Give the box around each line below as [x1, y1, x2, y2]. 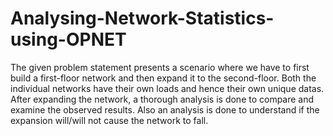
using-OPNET [10, 28, 127, 51]
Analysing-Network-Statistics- [10, 7, 275, 30]
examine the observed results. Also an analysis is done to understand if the [10, 103, 320, 116]
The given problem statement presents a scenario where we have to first [10, 61, 310, 73]
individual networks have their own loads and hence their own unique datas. [10, 82, 325, 94]
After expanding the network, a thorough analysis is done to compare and [10, 93, 315, 105]
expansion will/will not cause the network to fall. [10, 114, 209, 126]
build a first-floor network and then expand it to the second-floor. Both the [10, 72, 317, 84]
